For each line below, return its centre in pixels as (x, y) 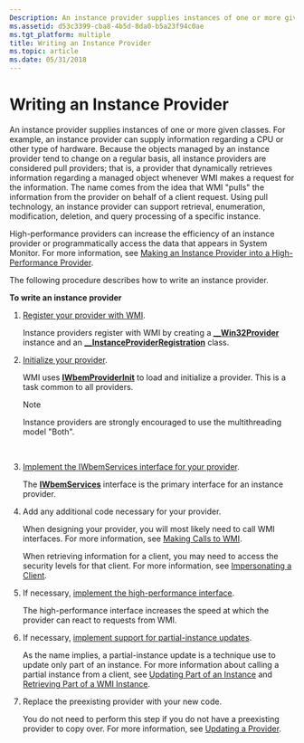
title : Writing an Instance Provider (81, 43)
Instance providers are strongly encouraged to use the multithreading (152, 422)
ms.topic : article (44, 52)
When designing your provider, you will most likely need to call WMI (149, 529)
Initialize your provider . (65, 359)
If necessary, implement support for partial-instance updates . (137, 637)
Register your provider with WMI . (84, 315)
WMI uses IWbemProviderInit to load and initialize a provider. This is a (154, 377)
